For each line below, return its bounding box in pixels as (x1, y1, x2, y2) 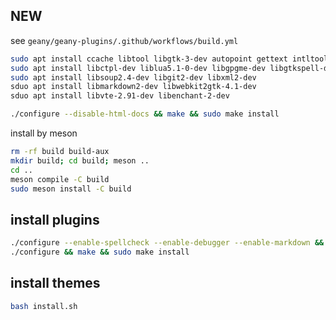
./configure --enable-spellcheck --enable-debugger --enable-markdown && (10, 238, 325, 248)
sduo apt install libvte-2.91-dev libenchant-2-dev (10, 91, 230, 101)
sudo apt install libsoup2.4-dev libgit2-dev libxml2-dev (10, 72, 257, 83)
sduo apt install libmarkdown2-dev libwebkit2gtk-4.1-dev (10, 82, 257, 92)
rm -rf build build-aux (10, 147, 110, 157)
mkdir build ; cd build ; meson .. (10, 155, 150, 166)
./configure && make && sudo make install (10, 247, 190, 258)
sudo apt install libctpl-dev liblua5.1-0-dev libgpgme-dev (10, 63, 267, 73)
